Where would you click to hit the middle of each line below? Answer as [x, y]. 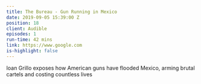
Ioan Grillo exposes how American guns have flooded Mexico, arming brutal [101, 68]
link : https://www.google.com [44, 46]
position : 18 [23, 23]
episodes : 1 [21, 34]
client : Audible [27, 28]
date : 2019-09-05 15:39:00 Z [43, 17]
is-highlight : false [32, 51]
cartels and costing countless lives [49, 74]
